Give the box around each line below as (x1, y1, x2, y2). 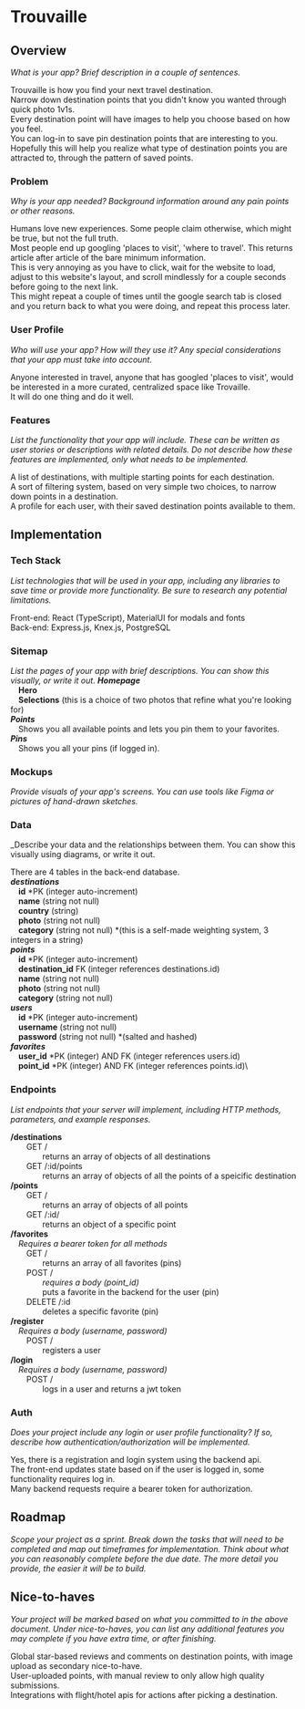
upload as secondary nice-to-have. (10, 1660, 143, 1671)
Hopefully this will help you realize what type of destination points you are (10, 143, 288, 153)
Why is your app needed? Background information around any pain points (10, 196, 290, 207)
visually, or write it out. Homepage (10, 675, 140, 686)
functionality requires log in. (10, 1474, 116, 1485)
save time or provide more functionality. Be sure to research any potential (10, 585, 288, 596)
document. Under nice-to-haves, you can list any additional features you (10, 1623, 285, 1634)
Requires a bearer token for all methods (18, 1238, 168, 1248)
